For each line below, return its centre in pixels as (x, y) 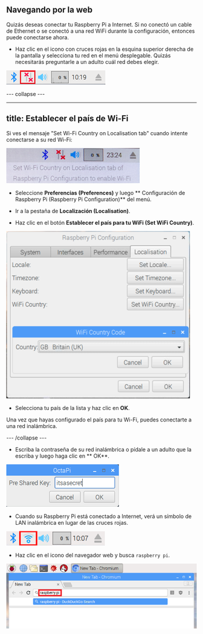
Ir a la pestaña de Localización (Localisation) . (72, 211)
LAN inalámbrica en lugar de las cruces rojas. (72, 522)
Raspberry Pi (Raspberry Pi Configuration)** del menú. (83, 199)
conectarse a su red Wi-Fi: (39, 139)
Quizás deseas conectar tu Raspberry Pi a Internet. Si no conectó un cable (99, 24)
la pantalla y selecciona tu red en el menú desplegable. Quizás (93, 55)
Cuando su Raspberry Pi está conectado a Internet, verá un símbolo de (103, 516)
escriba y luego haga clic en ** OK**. (62, 456)
